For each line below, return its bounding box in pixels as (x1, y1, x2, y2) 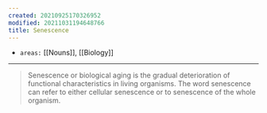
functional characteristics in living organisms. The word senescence (27, 79, 252, 89)
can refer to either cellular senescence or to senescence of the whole (27, 88, 256, 97)
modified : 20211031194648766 (8, 19, 105, 27)
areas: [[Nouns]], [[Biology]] (19, 48, 114, 58)
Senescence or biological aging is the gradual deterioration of (27, 70, 230, 80)
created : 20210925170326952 (8, 11, 102, 20)
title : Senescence (8, 26, 69, 34)
